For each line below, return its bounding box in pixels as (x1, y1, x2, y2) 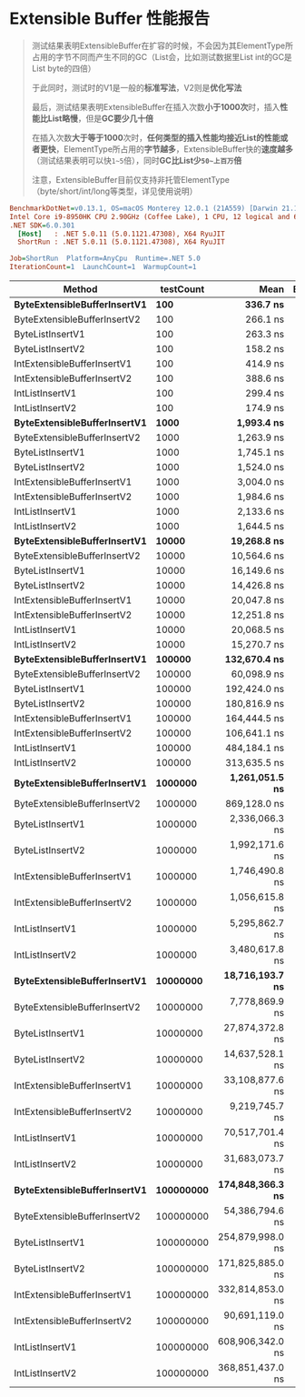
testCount (160, 283, 205, 296)
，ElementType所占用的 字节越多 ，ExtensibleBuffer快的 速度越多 (55, 143, 293, 155)
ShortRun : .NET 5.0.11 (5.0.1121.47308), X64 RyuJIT (17, 237, 225, 246)
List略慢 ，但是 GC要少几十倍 (47, 113, 154, 124)
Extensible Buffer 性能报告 (9, 8, 211, 29)
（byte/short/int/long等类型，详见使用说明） (31, 186, 198, 196)
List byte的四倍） (31, 63, 96, 74)
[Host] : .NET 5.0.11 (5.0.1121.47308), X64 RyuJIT (17, 229, 225, 238)
